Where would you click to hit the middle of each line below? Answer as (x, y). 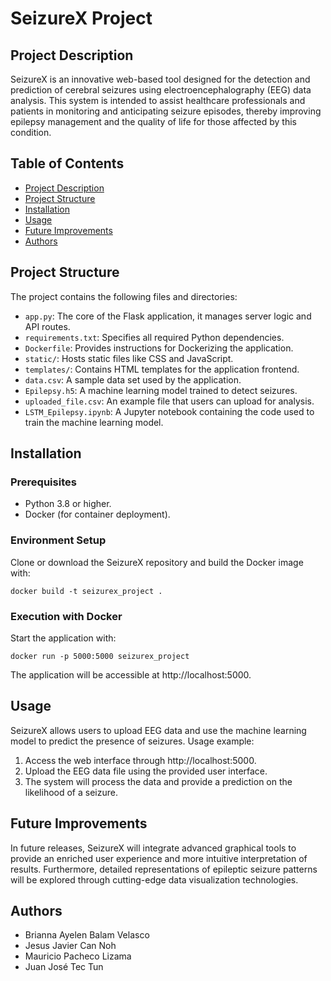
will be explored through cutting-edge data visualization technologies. (154, 879)
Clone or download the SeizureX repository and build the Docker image (157, 562)
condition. (31, 132)
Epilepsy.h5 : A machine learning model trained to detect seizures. (161, 390)
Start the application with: (63, 638)
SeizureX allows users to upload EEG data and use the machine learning (158, 730)
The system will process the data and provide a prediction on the (158, 781)
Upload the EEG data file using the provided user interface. (146, 771)
